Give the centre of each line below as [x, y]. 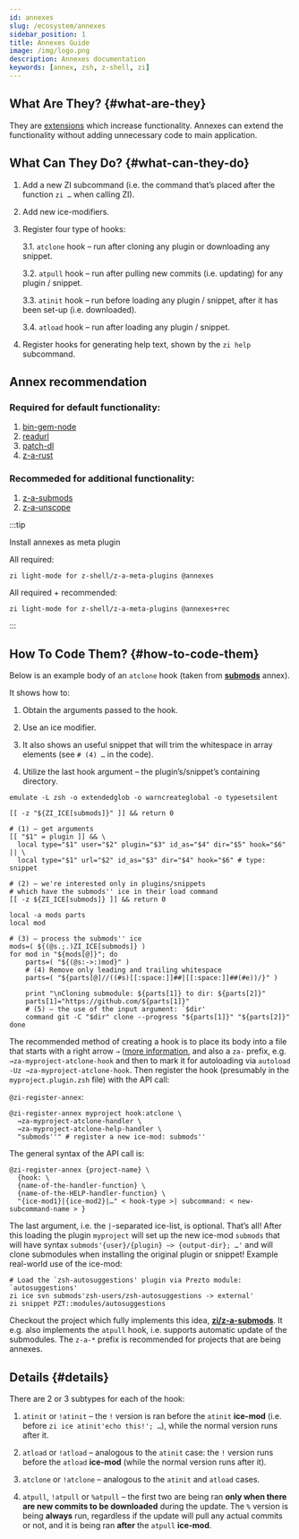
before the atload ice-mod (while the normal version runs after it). [144, 1462]
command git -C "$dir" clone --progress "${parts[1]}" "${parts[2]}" [158, 1018]
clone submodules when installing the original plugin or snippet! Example [144, 1254]
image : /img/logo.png [50, 51]
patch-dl [38, 446]
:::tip [17, 525]
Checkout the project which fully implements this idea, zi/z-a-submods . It [146, 1320]
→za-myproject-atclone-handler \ [80, 1122]
